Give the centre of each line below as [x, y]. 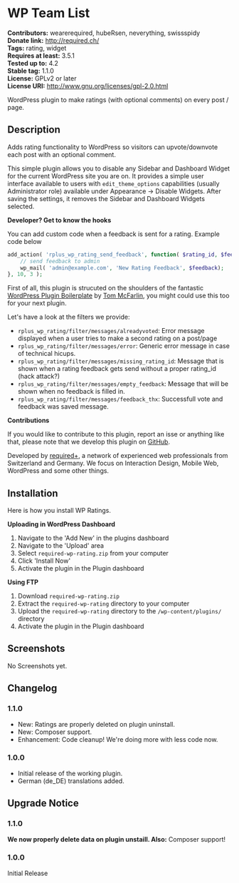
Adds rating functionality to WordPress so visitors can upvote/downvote [113, 147]
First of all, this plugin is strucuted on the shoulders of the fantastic [106, 288]
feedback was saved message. [63, 407]
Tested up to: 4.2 [33, 63]
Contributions [28, 420]
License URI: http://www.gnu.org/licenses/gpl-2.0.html [88, 86]
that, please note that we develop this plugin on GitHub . [89, 442]
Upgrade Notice [43, 803]
